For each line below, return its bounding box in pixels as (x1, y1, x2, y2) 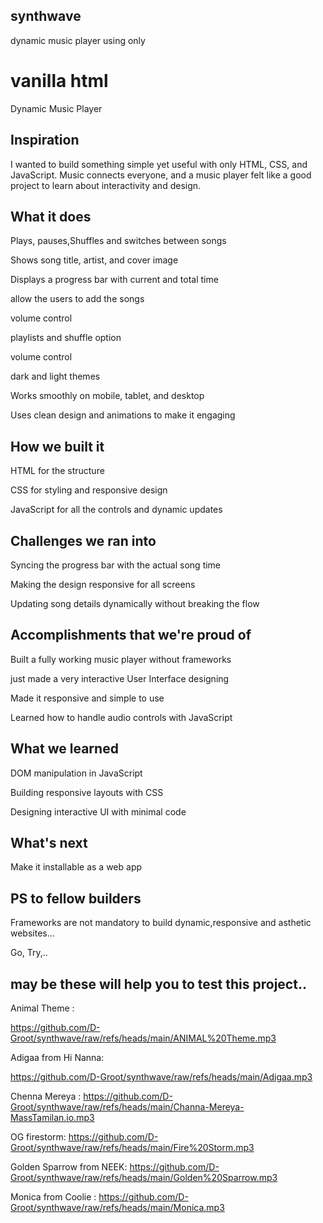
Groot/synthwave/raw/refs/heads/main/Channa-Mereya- (10, 1101, 245, 1113)
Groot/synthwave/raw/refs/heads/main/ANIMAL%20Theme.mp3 (10, 1032, 277, 1044)
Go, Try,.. (10, 947, 48, 959)
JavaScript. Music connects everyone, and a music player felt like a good (10, 169, 312, 181)
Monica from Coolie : (10, 1191, 97, 1203)
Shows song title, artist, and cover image (10, 254, 179, 266)
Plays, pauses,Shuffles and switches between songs (10, 235, 227, 247)
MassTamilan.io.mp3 (10, 1112, 95, 1124)
